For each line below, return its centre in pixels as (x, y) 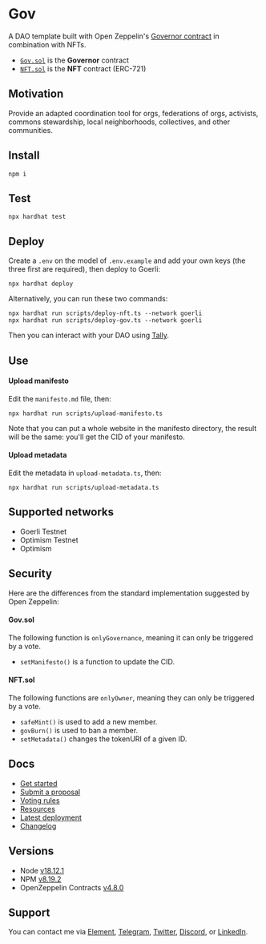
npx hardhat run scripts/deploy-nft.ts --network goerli (105, 313)
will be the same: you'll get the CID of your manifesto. (97, 437)
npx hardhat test (37, 217)
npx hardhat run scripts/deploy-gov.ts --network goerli (105, 321)
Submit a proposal (50, 792)
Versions (31, 851)
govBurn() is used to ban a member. (79, 731)
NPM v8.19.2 (40, 879)
